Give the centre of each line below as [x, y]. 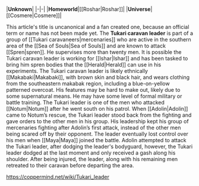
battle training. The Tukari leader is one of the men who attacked [85, 102]
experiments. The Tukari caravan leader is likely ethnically [77, 71]
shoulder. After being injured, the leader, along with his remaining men [92, 159]
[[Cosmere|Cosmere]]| [34, 15]
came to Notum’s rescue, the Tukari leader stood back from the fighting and [99, 115]
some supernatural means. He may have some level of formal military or [94, 96]
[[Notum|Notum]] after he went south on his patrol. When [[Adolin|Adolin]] [97, 109]
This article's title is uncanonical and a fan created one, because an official [98, 27]
